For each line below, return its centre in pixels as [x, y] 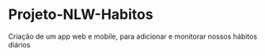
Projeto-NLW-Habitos [81, 15]
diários [19, 44]
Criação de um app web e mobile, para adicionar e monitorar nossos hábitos [133, 36]
